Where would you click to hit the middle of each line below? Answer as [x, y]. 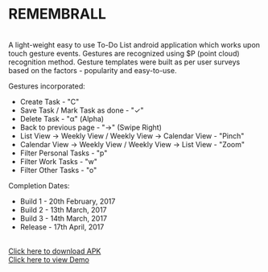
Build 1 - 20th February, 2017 [68, 201]
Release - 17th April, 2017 [62, 227]
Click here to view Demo [49, 259]
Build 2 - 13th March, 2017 [63, 209]
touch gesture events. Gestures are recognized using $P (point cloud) [124, 53]
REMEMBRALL [58, 14]
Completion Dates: [39, 185]
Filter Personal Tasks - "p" [64, 153]
